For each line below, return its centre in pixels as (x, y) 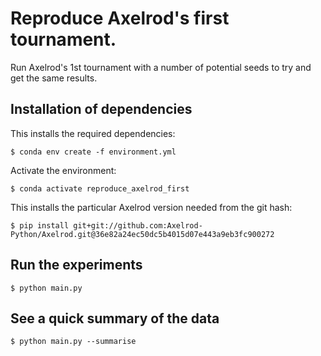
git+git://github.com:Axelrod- (138, 225)
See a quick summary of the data (115, 318)
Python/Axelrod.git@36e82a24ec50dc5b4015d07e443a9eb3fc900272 (142, 234)
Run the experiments (76, 265)
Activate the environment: (63, 170)
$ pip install (40, 225)
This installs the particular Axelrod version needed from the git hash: (151, 207)
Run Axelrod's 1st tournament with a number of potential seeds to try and (161, 67)
